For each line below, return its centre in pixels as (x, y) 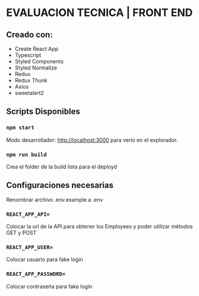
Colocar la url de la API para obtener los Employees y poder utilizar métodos (99, 227)
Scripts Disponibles (43, 112)
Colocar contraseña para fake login (49, 286)
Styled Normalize (36, 68)
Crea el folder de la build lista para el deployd (62, 167)
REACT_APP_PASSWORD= (36, 274)
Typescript (28, 55)
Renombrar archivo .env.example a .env (55, 199)
